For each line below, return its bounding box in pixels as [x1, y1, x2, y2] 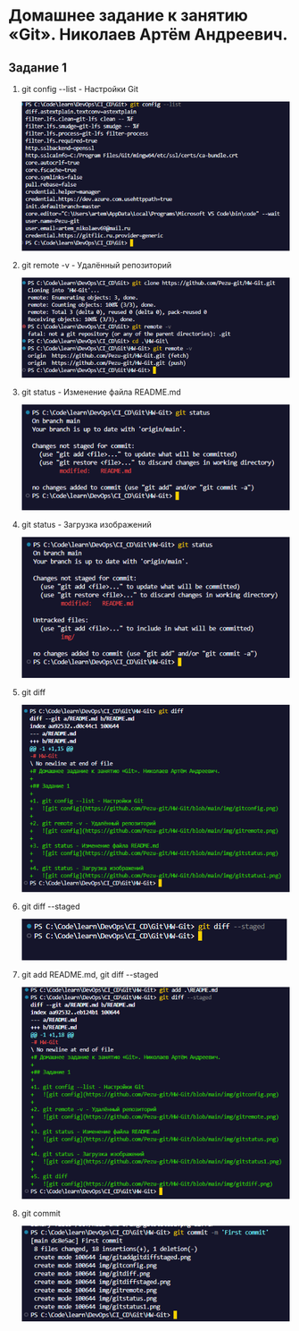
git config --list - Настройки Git [21, 84, 139, 94]
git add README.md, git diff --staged [21, 969, 159, 979]
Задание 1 [8, 60, 68, 75]
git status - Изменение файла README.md [21, 386, 182, 397]
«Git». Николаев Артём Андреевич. [8, 24, 288, 45]
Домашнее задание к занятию [8, 5, 249, 26]
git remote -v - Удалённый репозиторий [21, 259, 172, 270]
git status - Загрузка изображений [21, 519, 153, 530]
